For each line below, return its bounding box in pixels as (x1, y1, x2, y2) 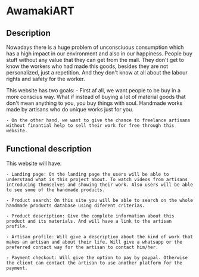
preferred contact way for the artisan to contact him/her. (6, 244, 159, 250)
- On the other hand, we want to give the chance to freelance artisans (6, 117, 191, 123)
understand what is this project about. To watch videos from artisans (6, 176, 188, 182)
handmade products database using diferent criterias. (6, 203, 145, 208)
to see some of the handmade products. (6, 186, 105, 193)
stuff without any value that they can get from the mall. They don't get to (6, 57, 185, 63)
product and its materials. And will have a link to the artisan (6, 218, 172, 224)
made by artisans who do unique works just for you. (6, 106, 134, 113)
